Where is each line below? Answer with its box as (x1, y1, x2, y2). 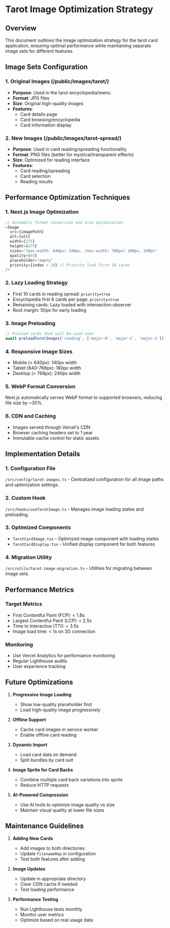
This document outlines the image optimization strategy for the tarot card (5, 37, 158, 43)
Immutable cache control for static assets (12, 435, 100, 441)
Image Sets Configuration (5, 62, 88, 72)
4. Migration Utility (5, 554, 52, 561)
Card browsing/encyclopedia (20, 116, 81, 122)
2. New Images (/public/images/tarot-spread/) (5, 135, 121, 142)
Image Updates (12, 866, 46, 872)
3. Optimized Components (5, 524, 71, 531)
